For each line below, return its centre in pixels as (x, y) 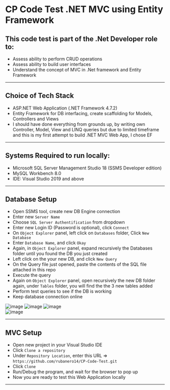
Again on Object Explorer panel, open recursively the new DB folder (84, 280)
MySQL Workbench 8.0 (37, 173)
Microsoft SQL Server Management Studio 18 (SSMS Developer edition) (87, 168)
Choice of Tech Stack (40, 96)
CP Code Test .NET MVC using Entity (84, 9)
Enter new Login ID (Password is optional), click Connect (71, 228)
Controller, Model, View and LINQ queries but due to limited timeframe (86, 129)
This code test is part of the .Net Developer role (81, 39)
